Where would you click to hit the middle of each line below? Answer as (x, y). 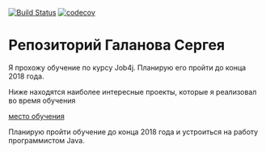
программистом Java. (46, 140)
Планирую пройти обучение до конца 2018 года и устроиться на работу (133, 132)
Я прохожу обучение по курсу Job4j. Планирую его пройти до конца (127, 67)
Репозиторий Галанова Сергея (116, 45)
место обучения (36, 116)
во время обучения (42, 100)
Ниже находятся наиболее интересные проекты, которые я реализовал (133, 91)
